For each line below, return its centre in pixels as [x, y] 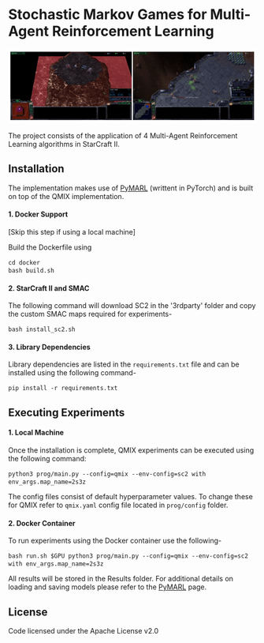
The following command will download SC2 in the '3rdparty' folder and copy [132, 306]
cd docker [24, 262]
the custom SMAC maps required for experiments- [90, 314]
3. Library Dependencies [49, 347]
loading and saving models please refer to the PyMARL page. [108, 587]
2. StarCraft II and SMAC [49, 288]
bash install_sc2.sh [42, 329]
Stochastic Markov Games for [108, 15]
